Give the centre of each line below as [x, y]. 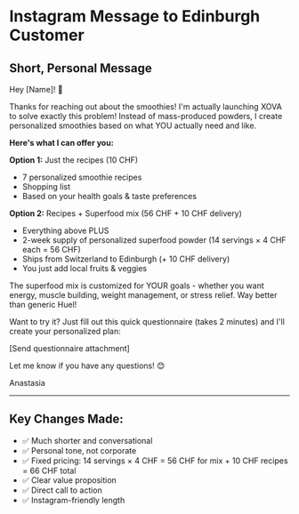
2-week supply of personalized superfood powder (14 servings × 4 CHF [154, 240]
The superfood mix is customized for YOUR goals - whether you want [137, 285]
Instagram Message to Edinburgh [135, 16]
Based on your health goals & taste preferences [109, 196]
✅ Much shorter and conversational [87, 440]
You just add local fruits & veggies [85, 268]
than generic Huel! [43, 305]
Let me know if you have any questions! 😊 [87, 365]
